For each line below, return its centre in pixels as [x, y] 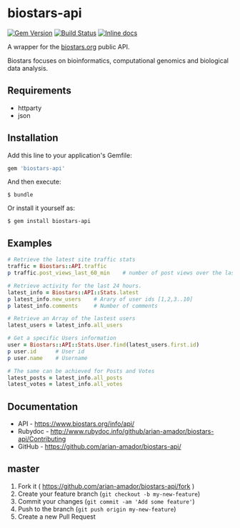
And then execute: [34, 182]
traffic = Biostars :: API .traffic [57, 267]
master [24, 469]
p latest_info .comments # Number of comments [83, 306]
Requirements [39, 91]
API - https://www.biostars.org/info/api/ [76, 424]
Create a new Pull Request [57, 517]
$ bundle [20, 195]
